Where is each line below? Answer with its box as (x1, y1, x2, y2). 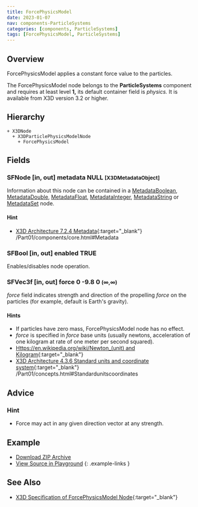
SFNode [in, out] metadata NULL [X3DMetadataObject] (7, 173, 160, 182)
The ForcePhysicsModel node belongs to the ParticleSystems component (7, 81, 192, 88)
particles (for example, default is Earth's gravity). (7, 298, 129, 305)
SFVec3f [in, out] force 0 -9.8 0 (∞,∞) (7, 277, 118, 286)
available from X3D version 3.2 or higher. (7, 94, 109, 102)
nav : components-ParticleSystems (7, 20, 91, 26)
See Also (7, 477, 41, 488)
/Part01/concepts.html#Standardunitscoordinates (15, 370, 138, 377)
